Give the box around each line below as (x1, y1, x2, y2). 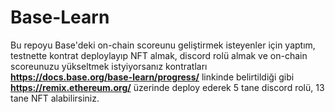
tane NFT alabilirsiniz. (10, 92, 100, 104)
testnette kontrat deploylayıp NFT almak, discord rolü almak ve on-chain (10, 49, 308, 61)
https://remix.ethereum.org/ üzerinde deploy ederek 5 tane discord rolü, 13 (10, 81, 325, 93)
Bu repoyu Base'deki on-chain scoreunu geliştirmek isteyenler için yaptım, (10, 39, 316, 51)
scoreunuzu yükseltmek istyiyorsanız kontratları (10, 60, 208, 72)
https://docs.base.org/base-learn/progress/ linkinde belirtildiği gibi (10, 71, 295, 83)
